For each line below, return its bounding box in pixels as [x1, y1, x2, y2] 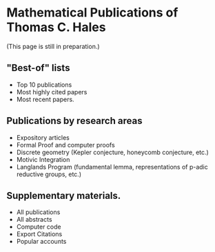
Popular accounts [16, 238, 67, 246]
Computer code [16, 222, 61, 231]
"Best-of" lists [6, 62, 70, 74]
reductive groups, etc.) [16, 170, 82, 178]
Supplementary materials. [6, 189, 121, 201]
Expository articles [16, 133, 70, 142]
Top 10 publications [16, 81, 72, 89]
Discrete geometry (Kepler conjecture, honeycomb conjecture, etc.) [16, 148, 209, 156]
